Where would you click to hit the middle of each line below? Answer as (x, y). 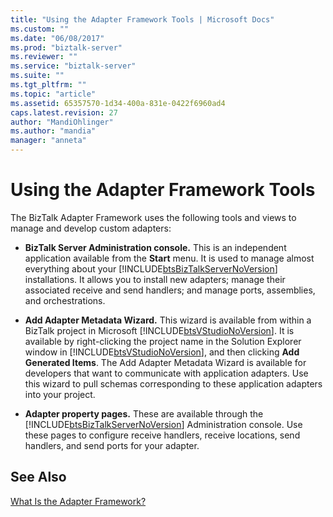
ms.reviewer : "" (44, 57)
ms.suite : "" (37, 76)
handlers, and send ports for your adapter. (112, 445)
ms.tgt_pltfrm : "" (48, 85)
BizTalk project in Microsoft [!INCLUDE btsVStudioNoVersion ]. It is (159, 330)
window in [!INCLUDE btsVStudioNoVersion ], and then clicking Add (162, 352)
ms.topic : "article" (53, 94)
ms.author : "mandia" (53, 131)
